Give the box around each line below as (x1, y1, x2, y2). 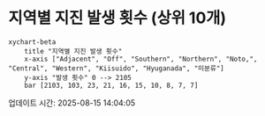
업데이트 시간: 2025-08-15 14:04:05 (8, 98, 136, 108)
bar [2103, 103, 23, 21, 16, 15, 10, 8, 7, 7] (24, 81, 199, 90)
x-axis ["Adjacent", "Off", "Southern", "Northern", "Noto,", (24, 54, 258, 63)
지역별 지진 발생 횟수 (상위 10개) (8, 8, 227, 28)
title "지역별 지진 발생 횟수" (24, 47, 123, 55)
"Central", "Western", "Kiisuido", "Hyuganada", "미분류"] (8, 63, 224, 73)
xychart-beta (8, 37, 57, 47)
